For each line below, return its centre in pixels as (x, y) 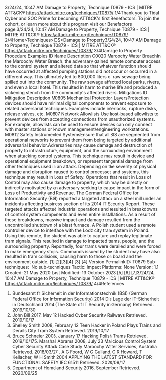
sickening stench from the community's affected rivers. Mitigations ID (76, 93)
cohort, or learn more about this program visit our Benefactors (69, 24)
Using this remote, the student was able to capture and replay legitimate (79, 235)
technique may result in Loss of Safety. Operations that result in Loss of (78, 177)
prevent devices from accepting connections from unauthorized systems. (80, 119)
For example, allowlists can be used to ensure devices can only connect (79, 124)
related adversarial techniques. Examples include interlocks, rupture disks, (81, 108)
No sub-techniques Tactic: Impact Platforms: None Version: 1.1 (95, 267)
